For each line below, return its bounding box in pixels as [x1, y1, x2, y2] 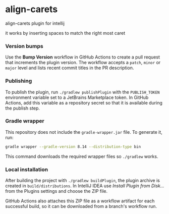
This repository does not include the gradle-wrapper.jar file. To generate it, [5, 129, 162, 135]
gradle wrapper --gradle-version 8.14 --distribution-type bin [5, 144, 141, 149]
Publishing [5, 77, 32, 84]
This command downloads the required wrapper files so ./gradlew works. [5, 153, 158, 159]
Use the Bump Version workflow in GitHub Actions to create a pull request [5, 54, 160, 60]
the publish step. [5, 105, 40, 111]
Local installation [5, 166, 48, 173]
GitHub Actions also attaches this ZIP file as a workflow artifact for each [5, 198, 155, 204]
